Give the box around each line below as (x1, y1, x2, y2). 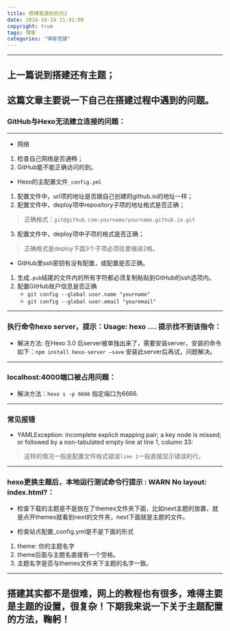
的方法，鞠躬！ (7, 613, 71, 625)
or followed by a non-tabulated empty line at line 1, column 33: (16, 438, 194, 446)
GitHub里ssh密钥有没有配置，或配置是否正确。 (16, 259, 149, 267)
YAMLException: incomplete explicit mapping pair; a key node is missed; (16, 431, 222, 439)
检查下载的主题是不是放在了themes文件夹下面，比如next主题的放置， (16, 504, 213, 512)
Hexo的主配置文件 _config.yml (16, 177, 102, 186)
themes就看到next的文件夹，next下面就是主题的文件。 (35, 513, 189, 521)
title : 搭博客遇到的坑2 (7, 10, 68, 17)
